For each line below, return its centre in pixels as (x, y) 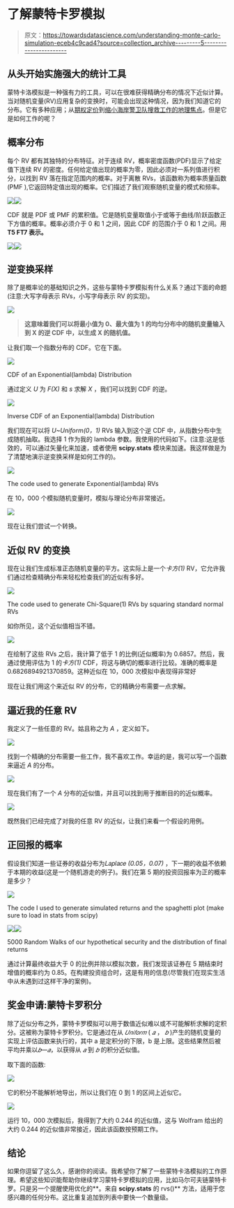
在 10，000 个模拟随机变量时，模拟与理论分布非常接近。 (88, 498)
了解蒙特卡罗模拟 (56, 14)
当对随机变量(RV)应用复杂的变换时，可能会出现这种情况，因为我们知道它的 (114, 101)
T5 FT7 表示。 (27, 232)
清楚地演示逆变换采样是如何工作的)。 (66, 457)
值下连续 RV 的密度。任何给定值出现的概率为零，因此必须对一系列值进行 (111, 169)
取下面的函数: (27, 1064)
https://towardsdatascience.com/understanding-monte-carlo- (132, 35)
